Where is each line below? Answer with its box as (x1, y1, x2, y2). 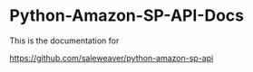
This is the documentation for (9, 35, 120, 46)
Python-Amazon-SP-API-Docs (9, 5, 245, 26)
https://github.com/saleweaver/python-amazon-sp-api (9, 52, 214, 63)
